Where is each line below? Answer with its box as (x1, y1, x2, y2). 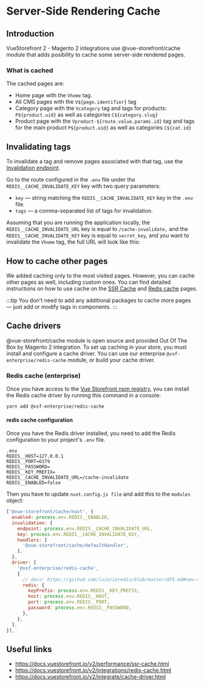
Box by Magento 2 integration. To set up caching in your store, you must (6, 343, 187, 351)
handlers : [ (17, 537, 47, 543)
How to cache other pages (6, 256, 108, 266)
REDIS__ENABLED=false (6, 480, 61, 486)
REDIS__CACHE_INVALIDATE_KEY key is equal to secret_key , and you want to (6, 232, 189, 239)
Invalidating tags (6, 142, 71, 152)
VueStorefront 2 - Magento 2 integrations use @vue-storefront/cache (6, 44, 181, 52)
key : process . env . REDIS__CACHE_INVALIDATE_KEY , (17, 531, 140, 537)
